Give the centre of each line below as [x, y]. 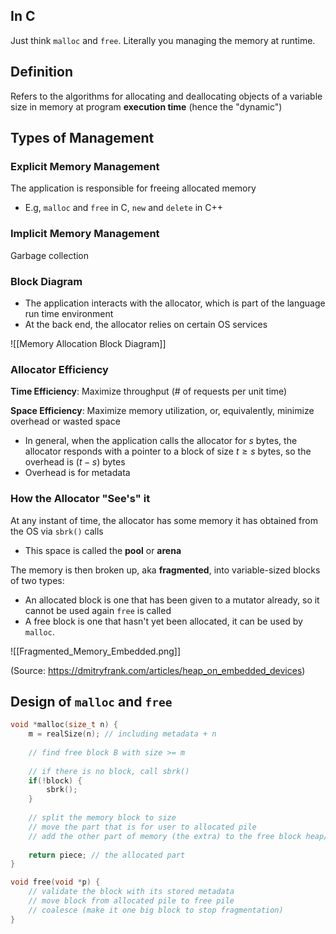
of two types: [37, 580]
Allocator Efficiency [59, 369]
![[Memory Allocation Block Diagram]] [88, 343]
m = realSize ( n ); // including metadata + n [122, 734]
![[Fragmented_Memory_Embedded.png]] [96, 651]
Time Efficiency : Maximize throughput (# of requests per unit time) [149, 391]
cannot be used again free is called [98, 610]
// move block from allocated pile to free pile [131, 901]
